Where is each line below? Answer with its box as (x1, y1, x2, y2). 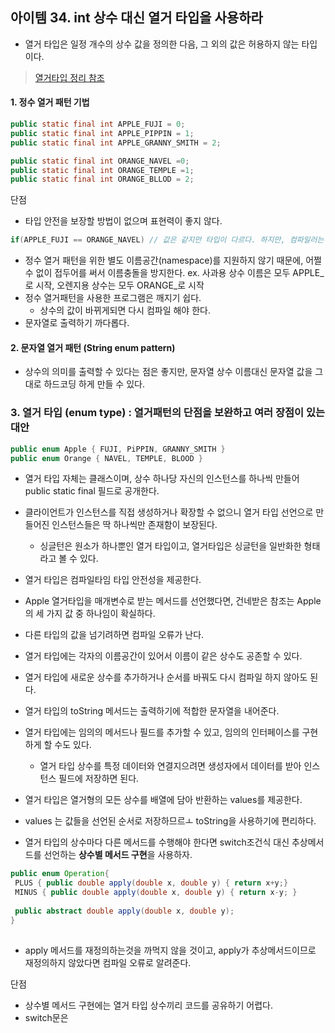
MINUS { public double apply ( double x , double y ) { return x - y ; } (14, 888, 298, 898)
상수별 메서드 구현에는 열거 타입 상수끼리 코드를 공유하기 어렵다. (24, 999, 273, 1011)
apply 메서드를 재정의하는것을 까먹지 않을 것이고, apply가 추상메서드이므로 (24, 944, 317, 956)
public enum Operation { (10, 869, 110, 879)
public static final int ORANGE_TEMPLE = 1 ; (10, 165, 195, 175)
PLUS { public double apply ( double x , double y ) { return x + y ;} (14, 878, 289, 888)
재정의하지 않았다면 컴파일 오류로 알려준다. (24, 956, 192, 968)
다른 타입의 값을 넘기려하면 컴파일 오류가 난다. (24, 629, 205, 641)
